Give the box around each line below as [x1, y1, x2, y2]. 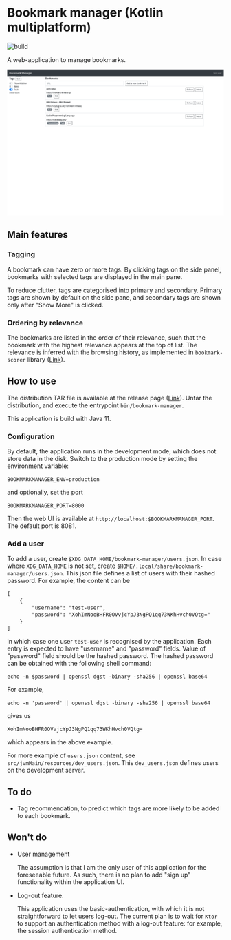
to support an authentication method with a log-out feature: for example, [16, 919, 223, 928]
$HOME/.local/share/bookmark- [116, 563, 204, 570]
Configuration [7, 431, 55, 441]
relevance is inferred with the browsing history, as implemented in [7, 348, 194, 356]
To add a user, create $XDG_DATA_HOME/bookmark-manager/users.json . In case [7, 555, 222, 563]
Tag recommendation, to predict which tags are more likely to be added [16, 804, 220, 813]
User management [16, 850, 70, 858]
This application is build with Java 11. [7, 414, 111, 422]
